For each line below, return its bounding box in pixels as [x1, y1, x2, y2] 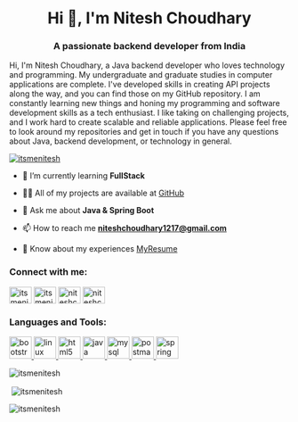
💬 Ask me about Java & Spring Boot [21, 205, 155, 216]
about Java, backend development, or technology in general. [9, 136, 233, 146]
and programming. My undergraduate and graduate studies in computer [9, 70, 273, 80]
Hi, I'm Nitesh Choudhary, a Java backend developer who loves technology [9, 60, 285, 70]
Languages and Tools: [9, 316, 107, 328]
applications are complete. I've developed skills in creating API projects [9, 79, 270, 90]
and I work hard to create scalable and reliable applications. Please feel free [9, 117, 287, 128]
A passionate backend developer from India [52, 40, 246, 53]
